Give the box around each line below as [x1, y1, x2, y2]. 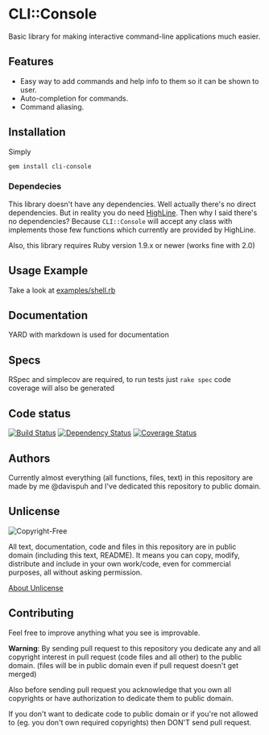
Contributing [8, 606, 74, 621]
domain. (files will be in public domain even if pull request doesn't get [8, 660, 239, 670]
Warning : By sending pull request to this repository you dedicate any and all [8, 643, 261, 653]
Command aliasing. [19, 102, 85, 111]
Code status [8, 406, 71, 420]
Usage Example [8, 264, 89, 278]
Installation [8, 126, 66, 139]
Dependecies [8, 181, 62, 192]
